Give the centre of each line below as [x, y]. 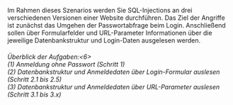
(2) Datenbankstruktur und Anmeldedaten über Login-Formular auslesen [114, 72]
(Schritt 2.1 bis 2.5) [35, 79]
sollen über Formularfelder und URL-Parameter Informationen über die [110, 33]
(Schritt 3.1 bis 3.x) [34, 94]
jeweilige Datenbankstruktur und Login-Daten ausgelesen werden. [104, 40]
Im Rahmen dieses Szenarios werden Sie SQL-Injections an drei [100, 10]
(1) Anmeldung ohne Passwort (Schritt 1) [66, 64]
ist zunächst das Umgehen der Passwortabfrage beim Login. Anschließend [117, 25]
